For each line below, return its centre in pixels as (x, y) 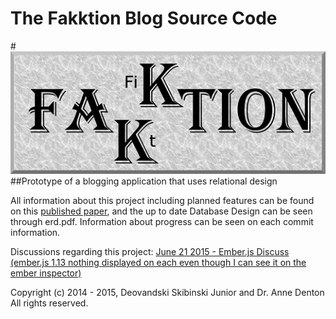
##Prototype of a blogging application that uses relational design (144, 181)
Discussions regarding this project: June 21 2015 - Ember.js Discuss (150, 251)
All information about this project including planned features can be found (162, 200)
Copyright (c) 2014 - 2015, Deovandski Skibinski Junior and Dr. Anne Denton (167, 292)
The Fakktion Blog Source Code (144, 18)
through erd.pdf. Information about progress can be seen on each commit (162, 221)
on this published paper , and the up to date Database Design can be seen (161, 211)
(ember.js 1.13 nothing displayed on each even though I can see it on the (158, 262)
